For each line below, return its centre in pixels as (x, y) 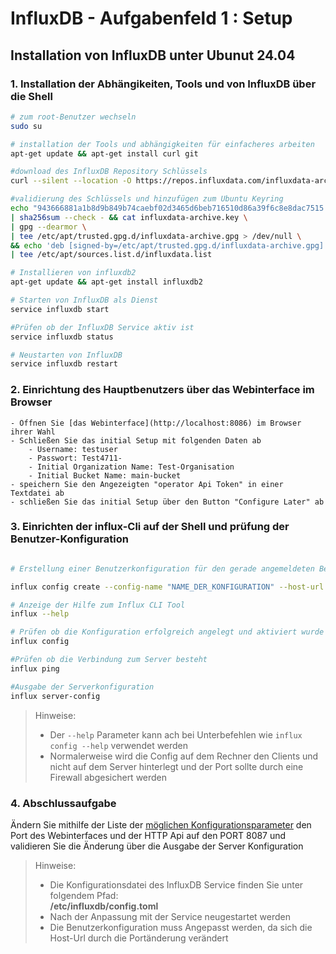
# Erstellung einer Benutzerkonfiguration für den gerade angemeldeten (162, 568)
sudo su (26, 126)
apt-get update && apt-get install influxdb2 (106, 282)
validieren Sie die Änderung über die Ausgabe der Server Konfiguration (157, 846)
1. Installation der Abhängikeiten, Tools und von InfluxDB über (163, 84)
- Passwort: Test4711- (75, 458)
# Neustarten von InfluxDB (66, 355)
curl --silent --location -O (71, 181)
